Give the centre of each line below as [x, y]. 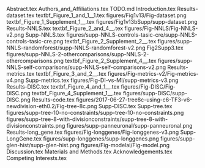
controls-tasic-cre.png [35, 41]
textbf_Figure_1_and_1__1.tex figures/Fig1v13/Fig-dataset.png [111, 15]
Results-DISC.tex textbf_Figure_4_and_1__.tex [63, 87]
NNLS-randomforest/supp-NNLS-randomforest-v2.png [76, 48]
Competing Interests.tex [37, 158]
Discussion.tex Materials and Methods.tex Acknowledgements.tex [89, 152]
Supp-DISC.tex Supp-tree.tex [135, 106]
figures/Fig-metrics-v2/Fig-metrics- [153, 74]
